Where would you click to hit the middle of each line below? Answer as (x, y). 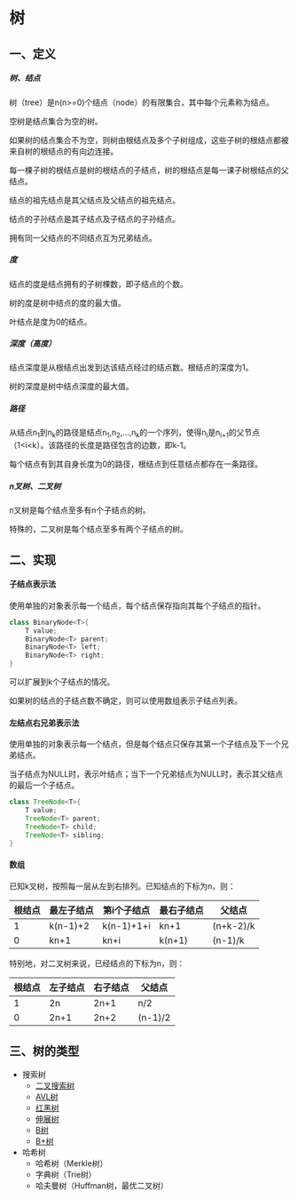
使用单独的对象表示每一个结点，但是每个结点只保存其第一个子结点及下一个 (145, 744)
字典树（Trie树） (66, 1174)
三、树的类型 (44, 1051)
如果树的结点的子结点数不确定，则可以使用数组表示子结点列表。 (125, 701)
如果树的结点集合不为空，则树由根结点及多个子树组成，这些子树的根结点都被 (149, 140)
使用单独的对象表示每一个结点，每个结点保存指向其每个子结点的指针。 (137, 605)
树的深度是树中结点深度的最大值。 (71, 387)
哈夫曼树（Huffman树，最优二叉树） (102, 1185)
